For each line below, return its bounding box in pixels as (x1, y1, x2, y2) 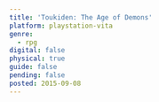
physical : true (9, 54, 66, 63)
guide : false (9, 63, 58, 72)
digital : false (9, 46, 66, 55)
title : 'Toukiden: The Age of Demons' (9, 12, 153, 22)
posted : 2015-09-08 (9, 79, 82, 88)
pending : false (9, 71, 66, 80)
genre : (9, 29, 34, 38)
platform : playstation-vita (9, 21, 114, 30)
